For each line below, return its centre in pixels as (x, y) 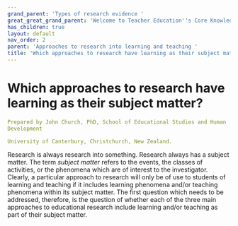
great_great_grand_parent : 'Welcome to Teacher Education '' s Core (107, 20)
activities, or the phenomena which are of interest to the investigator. (108, 169)
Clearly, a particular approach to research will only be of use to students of (117, 177)
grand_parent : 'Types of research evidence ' (75, 14)
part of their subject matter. (47, 215)
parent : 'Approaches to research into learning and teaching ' (103, 47)
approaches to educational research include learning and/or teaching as (113, 207)
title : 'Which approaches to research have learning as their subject (114, 54)
